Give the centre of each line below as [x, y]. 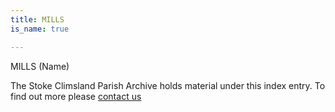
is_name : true [40, 29]
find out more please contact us [76, 96]
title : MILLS [37, 19]
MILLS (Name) [40, 66]
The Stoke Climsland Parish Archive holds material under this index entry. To [168, 85]
